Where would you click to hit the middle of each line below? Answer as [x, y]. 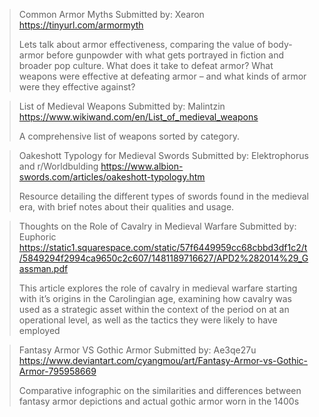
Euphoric [37, 237]
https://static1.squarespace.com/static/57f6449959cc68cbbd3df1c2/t [163, 247]
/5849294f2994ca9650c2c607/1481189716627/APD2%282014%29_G [163, 258]
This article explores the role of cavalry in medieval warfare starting [158, 288]
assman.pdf [43, 268]
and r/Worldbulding [58, 166]
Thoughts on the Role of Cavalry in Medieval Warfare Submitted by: [157, 226]
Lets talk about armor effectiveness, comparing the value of [142, 44]
